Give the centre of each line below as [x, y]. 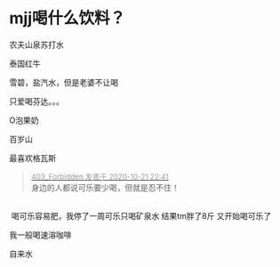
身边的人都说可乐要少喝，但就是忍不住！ [105, 187]
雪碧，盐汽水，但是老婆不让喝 [64, 82]
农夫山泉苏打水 [36, 44]
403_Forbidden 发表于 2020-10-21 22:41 [100, 176]
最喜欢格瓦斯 [32, 158]
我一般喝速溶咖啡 [40, 235]
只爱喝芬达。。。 [36, 101]
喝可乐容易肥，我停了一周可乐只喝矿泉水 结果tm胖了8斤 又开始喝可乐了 [141, 215]
